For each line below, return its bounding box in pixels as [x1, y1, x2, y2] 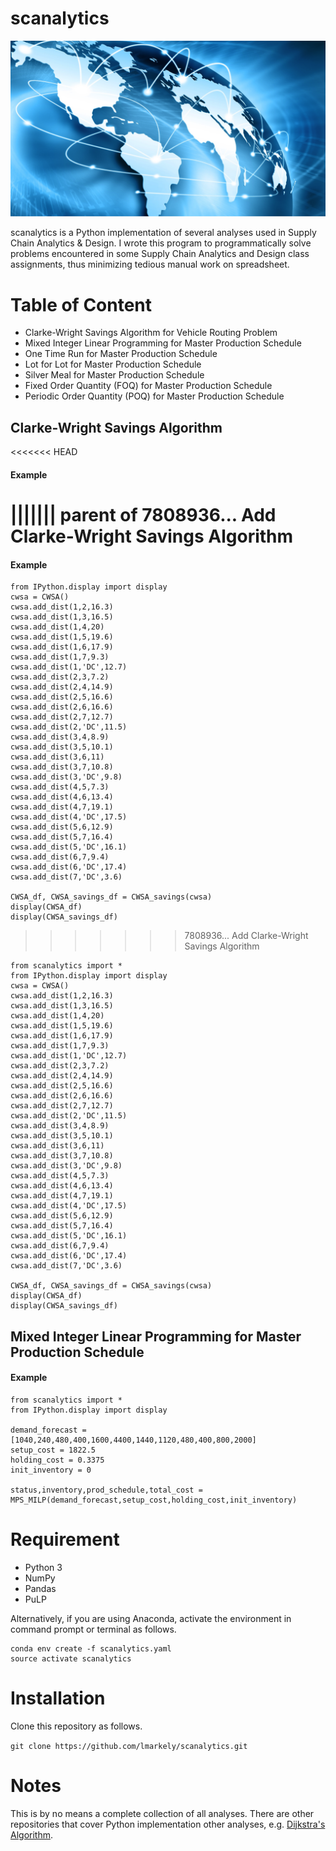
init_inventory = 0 [10, 1465, 92, 1475]
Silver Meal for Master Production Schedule [24, 369, 205, 381]
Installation [10, 1687, 106, 1709]
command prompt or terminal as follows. [10, 1623, 177, 1635]
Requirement [10, 1528, 120, 1551]
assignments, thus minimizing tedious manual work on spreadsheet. [10, 258, 290, 271]
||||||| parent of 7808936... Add [10, 504, 277, 526]
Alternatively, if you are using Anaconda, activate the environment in [10, 1612, 292, 1624]
